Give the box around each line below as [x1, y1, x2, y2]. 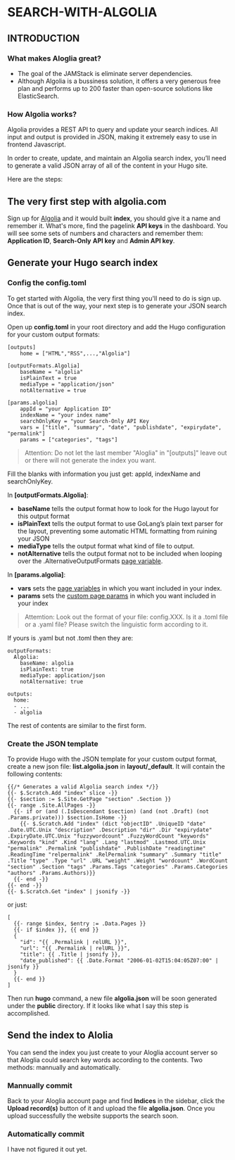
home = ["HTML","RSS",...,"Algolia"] [20, 350, 131, 357]
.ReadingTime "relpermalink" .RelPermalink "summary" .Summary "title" [7, 851, 222, 858]
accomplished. [7, 1009, 51, 1017]
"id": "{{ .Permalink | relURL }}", [20, 938, 128, 945]
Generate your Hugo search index [7, 257, 158, 269]
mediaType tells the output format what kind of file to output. [17, 541, 195, 550]
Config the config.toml [7, 278, 87, 288]
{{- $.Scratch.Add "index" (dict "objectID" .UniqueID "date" [20, 820, 206, 827]
